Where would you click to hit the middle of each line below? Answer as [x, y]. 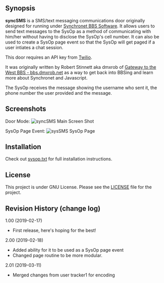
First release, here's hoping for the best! [54, 230]
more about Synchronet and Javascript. [46, 77]
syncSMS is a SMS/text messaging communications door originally [75, 20]
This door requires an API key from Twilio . [49, 57]
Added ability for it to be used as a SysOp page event [68, 250]
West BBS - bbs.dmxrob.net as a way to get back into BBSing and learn [79, 72]
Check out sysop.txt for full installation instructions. [59, 159]
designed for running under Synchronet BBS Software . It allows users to [80, 26]
